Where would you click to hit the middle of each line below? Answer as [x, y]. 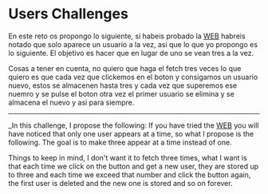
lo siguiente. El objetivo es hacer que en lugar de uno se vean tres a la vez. [131, 53]
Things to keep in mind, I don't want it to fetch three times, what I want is [128, 157]
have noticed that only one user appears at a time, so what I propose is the [131, 133]
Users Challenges [69, 14]
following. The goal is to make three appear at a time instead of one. [120, 142]
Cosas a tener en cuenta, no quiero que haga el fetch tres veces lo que [125, 68]
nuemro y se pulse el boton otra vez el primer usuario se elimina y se [122, 93]
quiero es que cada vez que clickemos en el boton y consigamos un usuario [133, 77]
